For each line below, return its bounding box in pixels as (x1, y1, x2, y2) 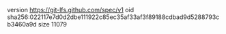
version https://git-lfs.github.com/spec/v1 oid (7, 6, 135, 14)
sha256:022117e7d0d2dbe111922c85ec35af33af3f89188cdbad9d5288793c (7, 13, 220, 21)
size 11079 (38, 20, 67, 28)
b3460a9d (7, 20, 37, 28)
